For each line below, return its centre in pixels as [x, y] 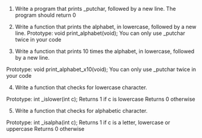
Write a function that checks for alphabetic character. [81, 111]
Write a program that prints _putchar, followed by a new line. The [95, 9]
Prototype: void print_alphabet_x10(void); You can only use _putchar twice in [101, 69]
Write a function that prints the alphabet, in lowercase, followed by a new [106, 27]
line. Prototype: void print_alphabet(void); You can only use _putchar [100, 33]
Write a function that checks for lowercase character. [81, 87]
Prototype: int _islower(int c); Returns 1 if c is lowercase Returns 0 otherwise [101, 99]
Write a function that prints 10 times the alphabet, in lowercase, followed [105, 51]
